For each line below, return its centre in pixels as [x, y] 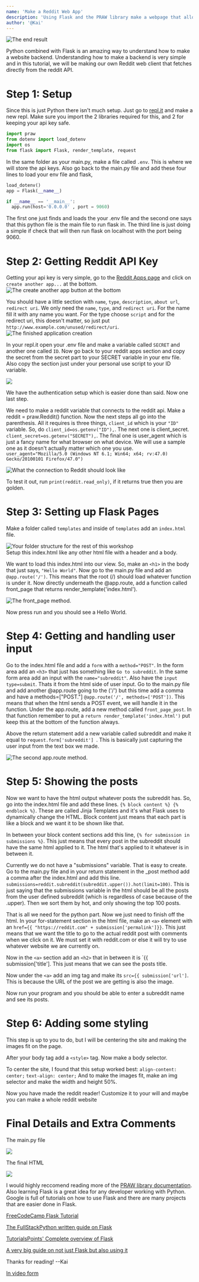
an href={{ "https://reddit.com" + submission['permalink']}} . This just [96, 927]
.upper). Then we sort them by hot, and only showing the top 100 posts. [94, 903]
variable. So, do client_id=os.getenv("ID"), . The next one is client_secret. [98, 429]
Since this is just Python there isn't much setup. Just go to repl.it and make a [99, 110]
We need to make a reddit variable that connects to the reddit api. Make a [96, 411]
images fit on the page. [34, 1046]
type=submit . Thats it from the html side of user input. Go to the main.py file [98, 684]
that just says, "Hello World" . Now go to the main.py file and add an [89, 570]
